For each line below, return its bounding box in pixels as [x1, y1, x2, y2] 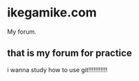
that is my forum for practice [7, 47, 132, 59]
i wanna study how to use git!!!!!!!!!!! [7, 65, 108, 73]
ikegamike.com [7, 5, 97, 21]
